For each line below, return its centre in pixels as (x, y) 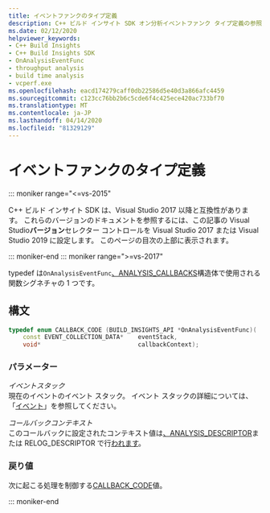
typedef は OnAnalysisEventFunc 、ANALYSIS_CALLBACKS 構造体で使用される (135, 273)
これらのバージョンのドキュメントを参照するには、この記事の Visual (137, 220)
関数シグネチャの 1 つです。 (54, 283)
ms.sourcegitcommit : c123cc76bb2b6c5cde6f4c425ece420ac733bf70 (117, 98)
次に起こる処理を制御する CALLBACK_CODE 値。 (88, 485)
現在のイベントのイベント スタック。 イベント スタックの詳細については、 (131, 396)
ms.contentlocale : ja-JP (50, 114)
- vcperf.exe (30, 83)
